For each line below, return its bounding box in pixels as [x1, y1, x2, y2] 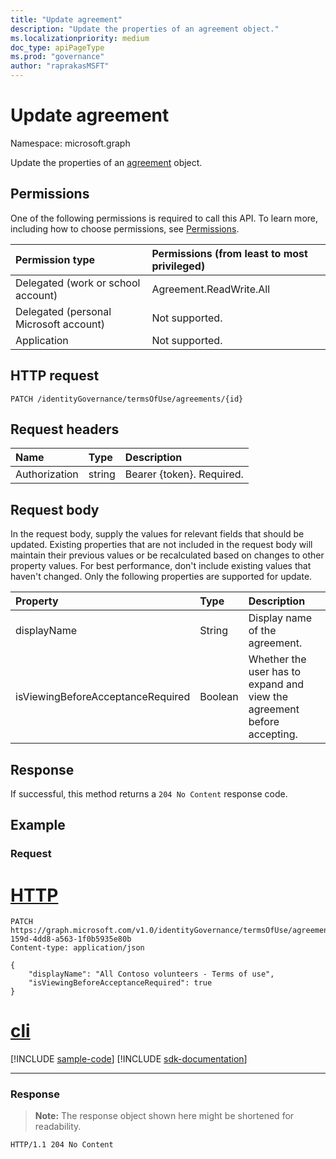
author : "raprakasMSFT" [10, 61, 110, 71]
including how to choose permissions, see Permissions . [10, 222, 240, 235]
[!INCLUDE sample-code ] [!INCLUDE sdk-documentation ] [10, 1053, 248, 1065]
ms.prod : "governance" [10, 52, 105, 62]
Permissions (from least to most [151, 246, 308, 260]
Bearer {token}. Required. [124, 467, 244, 481]
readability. [34, 1121, 82, 1133]
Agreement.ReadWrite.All [151, 282, 271, 296]
